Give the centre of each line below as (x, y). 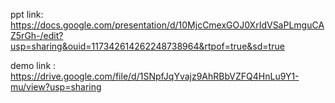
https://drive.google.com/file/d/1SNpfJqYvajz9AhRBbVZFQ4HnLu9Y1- (155, 76)
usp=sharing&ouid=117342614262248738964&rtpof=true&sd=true (147, 46)
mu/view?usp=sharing (56, 87)
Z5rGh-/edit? (37, 35)
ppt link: (27, 14)
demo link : (33, 65)
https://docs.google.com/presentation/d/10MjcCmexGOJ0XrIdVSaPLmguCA (167, 25)
